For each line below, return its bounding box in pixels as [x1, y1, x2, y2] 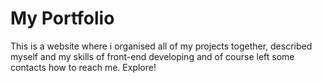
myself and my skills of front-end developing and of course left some [10, 50, 295, 62]
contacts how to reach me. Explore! [10, 61, 157, 73]
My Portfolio [10, 7, 115, 30]
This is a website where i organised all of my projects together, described [10, 40, 313, 52]
